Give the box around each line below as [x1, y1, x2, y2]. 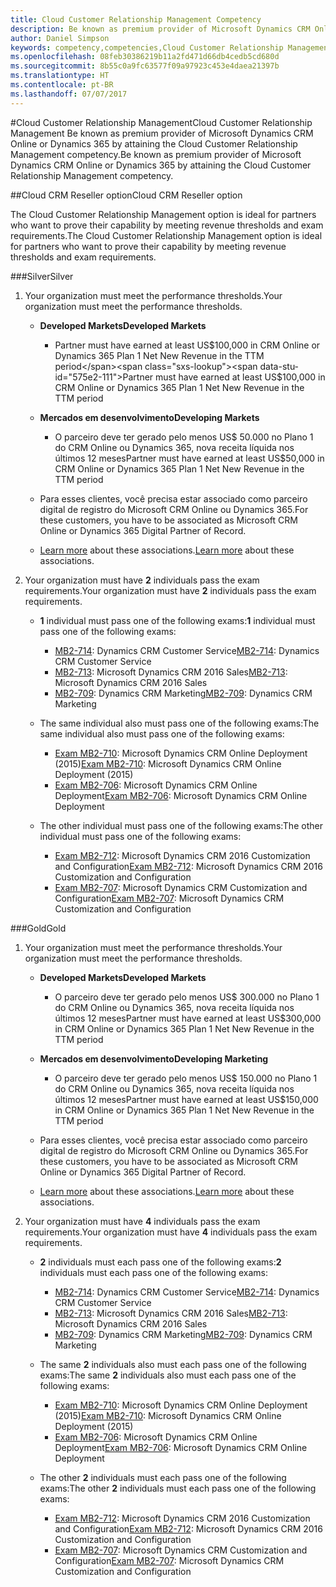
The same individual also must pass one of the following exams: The [39, 717, 320, 729]
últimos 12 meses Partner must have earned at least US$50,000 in [54, 452, 325, 464]
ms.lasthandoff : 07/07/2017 [10, 89, 128, 99]
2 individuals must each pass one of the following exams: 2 [39, 1256, 282, 1268]
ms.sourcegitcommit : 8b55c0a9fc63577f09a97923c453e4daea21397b [10, 61, 280, 71]
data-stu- [259, 360, 300, 372]
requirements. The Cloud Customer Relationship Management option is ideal [10, 229, 323, 241]
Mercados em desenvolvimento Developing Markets [39, 411, 260, 423]
